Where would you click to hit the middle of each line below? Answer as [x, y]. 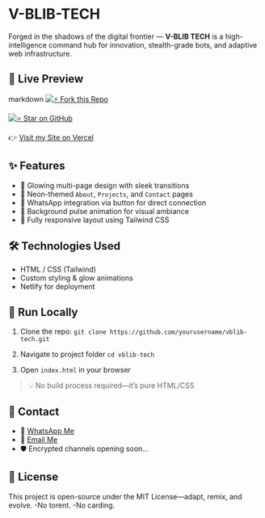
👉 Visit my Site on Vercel [51, 137]
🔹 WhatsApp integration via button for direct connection [113, 202]
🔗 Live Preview [46, 79]
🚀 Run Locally [43, 312]
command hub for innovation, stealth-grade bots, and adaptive [153, 44]
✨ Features [37, 166]
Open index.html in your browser [76, 370]
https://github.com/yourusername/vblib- [179, 332]
